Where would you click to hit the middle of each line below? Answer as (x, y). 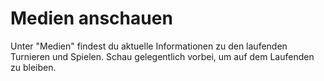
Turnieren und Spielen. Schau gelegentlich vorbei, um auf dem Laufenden (162, 56)
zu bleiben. (33, 67)
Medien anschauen (91, 18)
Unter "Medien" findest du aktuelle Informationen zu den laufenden (149, 46)
